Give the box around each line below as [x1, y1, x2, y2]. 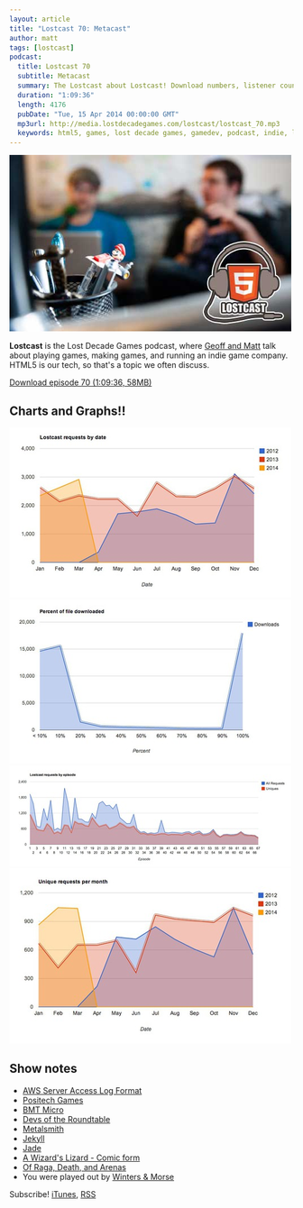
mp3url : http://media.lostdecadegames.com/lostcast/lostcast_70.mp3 [17, 119, 280, 128]
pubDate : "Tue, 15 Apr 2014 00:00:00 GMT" [17, 109, 179, 119]
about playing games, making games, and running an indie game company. [9, 350, 289, 361]
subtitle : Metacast [17, 72, 91, 81]
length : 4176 [17, 100, 67, 109]
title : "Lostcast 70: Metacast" [9, 23, 131, 33]
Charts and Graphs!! [9, 403, 126, 418]
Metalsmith [22, 1123, 65, 1134]
